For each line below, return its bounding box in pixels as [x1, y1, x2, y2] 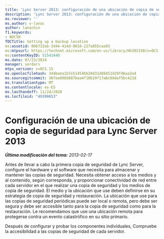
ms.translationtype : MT [5, 80, 54, 85]
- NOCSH [5, 35, 21, 40]
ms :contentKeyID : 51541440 [5, 53, 60, 58]
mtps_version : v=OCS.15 [5, 67, 54, 72]
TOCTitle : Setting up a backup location [5, 39, 89, 44]
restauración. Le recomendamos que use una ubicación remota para [5, 209, 143, 214]
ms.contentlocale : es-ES [5, 84, 56, 90]
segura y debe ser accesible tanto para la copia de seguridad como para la [5, 203, 156, 209]
